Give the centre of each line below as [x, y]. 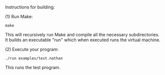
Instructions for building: [30, 7]
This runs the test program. [33, 67]
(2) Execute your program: [32, 49]
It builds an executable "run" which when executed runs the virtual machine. [83, 40]
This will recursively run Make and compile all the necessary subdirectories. [82, 35]
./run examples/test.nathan [34, 58]
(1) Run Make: [19, 16]
